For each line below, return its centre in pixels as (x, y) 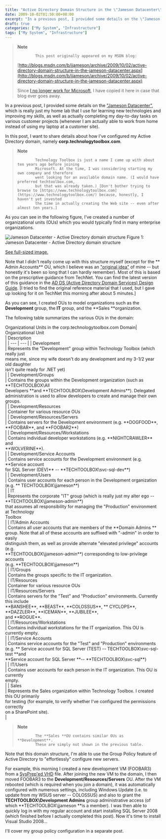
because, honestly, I (121, 195)
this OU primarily (22, 696)
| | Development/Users (28, 475)
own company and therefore (45, 173)
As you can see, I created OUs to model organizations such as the (72, 303)
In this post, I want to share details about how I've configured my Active (78, 136)
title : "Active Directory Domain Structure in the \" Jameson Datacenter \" (84, 10)
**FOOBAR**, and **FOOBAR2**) (42, 427)
